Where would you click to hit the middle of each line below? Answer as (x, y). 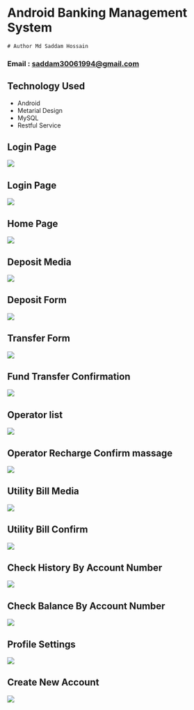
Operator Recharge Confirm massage (90, 453)
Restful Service (39, 125)
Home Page (33, 223)
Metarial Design (40, 110)
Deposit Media (39, 262)
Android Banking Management (97, 13)
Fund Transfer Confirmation (69, 377)
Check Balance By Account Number (86, 606)
